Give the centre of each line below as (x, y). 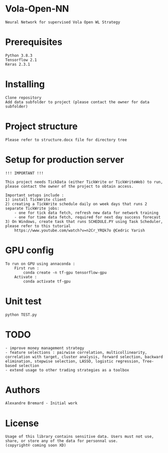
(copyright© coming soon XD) (36, 445)
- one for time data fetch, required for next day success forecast (88, 217)
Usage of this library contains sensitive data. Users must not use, (80, 437)
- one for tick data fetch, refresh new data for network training (86, 213)
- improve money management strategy (45, 348)
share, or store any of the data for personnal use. (62, 441)
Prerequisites (34, 42)
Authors (23, 390)
